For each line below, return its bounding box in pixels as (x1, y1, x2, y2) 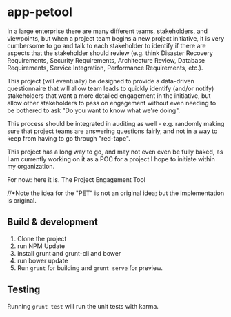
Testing (7, 284, 41, 296)
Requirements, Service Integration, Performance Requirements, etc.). (7, 63, 203, 72)
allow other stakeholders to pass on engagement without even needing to (7, 99, 217, 107)
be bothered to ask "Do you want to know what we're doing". (7, 106, 181, 114)
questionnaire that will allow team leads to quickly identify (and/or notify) (7, 84, 214, 92)
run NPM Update (17, 242, 66, 250)
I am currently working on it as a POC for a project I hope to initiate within (7, 154, 215, 163)
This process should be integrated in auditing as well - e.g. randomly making (7, 119, 225, 127)
